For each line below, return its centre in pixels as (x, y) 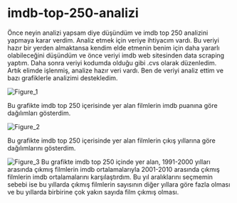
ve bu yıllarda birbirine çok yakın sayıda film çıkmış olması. (93, 192)
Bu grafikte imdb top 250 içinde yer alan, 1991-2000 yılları (126, 162)
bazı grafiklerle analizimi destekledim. (63, 78)
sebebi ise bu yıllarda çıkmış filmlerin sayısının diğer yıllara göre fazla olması (119, 184)
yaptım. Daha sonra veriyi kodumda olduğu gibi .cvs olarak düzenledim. (112, 62)
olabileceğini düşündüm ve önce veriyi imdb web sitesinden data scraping (116, 55)
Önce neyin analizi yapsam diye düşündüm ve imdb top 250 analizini (108, 33)
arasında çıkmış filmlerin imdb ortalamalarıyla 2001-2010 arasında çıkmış (114, 169)
